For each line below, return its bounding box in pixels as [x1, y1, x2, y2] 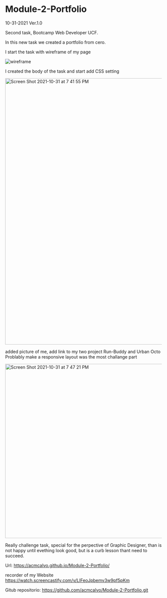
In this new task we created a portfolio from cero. [5, 39, 106, 45]
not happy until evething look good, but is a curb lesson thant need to [5, 547, 148, 553]
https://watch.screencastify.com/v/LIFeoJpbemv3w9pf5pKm [5, 577, 130, 583]
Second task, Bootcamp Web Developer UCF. [5, 29, 98, 35]
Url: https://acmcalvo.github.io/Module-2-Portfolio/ [5, 562, 110, 568]
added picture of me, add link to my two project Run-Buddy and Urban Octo [5, 349, 161, 355]
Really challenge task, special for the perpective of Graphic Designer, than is [5, 542, 162, 548]
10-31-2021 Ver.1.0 [5, 20, 43, 26]
